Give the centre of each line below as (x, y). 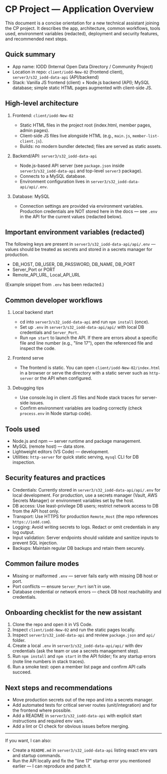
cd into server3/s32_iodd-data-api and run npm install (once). (84, 322)
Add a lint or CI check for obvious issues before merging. (71, 726)
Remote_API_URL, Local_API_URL (46, 275)
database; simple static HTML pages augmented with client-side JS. (82, 88)
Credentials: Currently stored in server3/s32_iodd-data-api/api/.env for (86, 490)
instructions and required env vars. (48, 721)
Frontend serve (28, 358)
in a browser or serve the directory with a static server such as (84, 373)
